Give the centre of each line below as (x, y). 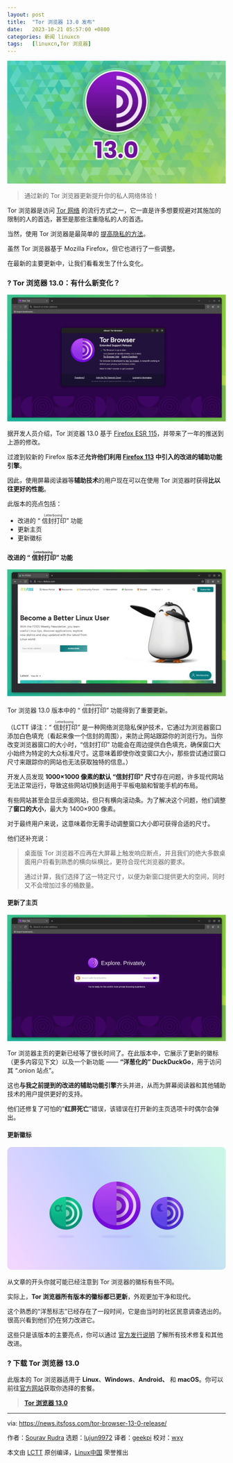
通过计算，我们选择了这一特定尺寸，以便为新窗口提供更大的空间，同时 (124, 877)
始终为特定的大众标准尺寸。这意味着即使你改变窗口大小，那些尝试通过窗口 (119, 753)
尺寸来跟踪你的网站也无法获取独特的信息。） (69, 762)
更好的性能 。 (31, 489)
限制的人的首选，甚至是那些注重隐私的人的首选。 (77, 219)
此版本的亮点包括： (35, 504)
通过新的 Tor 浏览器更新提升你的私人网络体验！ (92, 196)
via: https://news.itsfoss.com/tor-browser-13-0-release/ (87, 1423)
